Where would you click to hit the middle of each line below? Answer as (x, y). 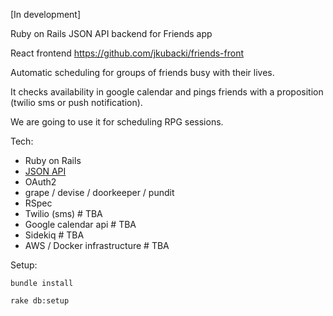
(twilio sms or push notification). (76, 102)
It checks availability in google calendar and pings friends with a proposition (167, 92)
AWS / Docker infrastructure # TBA (97, 245)
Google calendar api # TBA (80, 224)
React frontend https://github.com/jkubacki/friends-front (127, 53)
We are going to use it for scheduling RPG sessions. (117, 122)
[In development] (46, 14)
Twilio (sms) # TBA (63, 213)
